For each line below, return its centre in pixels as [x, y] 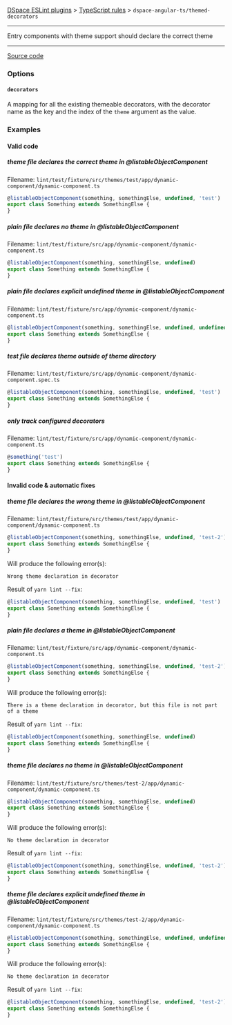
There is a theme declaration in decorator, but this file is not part [112, 705]
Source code [25, 56]
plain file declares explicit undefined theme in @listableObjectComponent [116, 291]
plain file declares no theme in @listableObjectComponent [93, 226]
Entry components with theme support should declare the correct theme [110, 36]
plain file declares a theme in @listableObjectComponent [91, 631]
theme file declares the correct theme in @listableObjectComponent [108, 162]
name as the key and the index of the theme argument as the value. [102, 112]
